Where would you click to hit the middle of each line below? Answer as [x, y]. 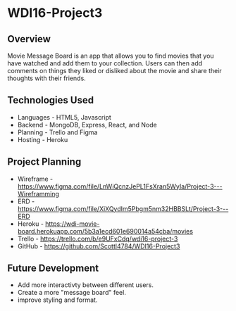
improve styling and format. [57, 300]
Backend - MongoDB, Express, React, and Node [87, 125]
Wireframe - [35, 179]
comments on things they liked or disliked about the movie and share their [114, 71]
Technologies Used [50, 100]
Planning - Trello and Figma [57, 132]
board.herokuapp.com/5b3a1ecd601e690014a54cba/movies [105, 231]
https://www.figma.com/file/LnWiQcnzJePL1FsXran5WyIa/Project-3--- [120, 186]
